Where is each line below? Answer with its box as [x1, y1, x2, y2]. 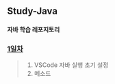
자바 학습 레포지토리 [7, 25, 60, 33]
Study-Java [7, 5, 58, 17]
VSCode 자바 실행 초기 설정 [34, 61, 109, 69]
